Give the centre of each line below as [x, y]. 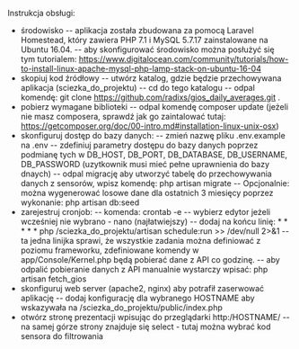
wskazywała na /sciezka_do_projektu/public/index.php [121, 308]
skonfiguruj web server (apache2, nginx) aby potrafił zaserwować [142, 288]
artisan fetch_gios [53, 279]
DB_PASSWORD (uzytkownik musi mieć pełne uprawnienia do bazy [145, 164]
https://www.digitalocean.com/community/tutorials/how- [184, 59]
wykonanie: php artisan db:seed [80, 202]
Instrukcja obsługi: [42, 13]
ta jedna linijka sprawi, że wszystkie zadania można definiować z [141, 241]
